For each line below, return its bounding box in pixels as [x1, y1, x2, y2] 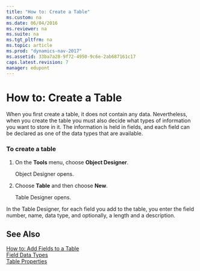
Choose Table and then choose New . [14, 182, 108, 189]
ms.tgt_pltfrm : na [6, 37, 52, 43]
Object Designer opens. [14, 170, 74, 178]
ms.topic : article [6, 43, 52, 49]
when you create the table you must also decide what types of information [6, 117, 191, 124]
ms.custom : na [6, 14, 42, 20]
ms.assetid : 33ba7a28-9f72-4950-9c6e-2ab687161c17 [6, 54, 136, 60]
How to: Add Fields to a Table [6, 245, 80, 252]
